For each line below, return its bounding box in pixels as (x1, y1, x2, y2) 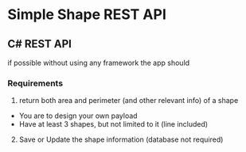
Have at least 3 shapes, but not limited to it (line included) (18, 120, 209, 129)
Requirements (7, 78, 64, 89)
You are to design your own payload (18, 111, 138, 120)
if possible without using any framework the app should (7, 58, 190, 67)
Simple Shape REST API (7, 6, 166, 24)
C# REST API (7, 37, 72, 51)
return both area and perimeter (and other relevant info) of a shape (18, 96, 239, 105)
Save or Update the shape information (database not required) (18, 135, 224, 144)
